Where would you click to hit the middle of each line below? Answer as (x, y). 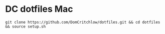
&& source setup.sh (26, 26)
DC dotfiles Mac (39, 9)
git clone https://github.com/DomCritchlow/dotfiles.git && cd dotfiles (83, 22)
